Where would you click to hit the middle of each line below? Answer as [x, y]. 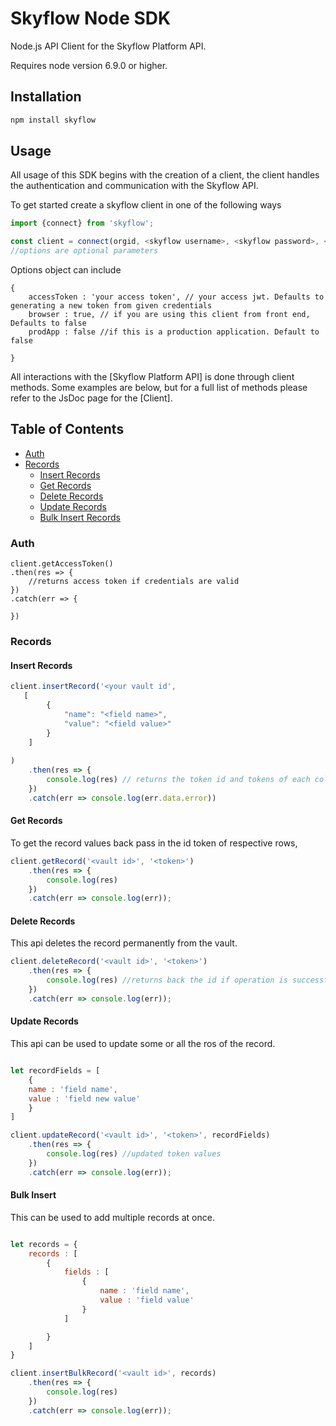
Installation [46, 97]
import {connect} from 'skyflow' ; [82, 223]
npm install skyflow [53, 120]
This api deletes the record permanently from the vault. [124, 943]
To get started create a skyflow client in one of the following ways [146, 205]
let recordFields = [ [55, 1071]
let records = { [44, 1244]
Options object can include [66, 270]
